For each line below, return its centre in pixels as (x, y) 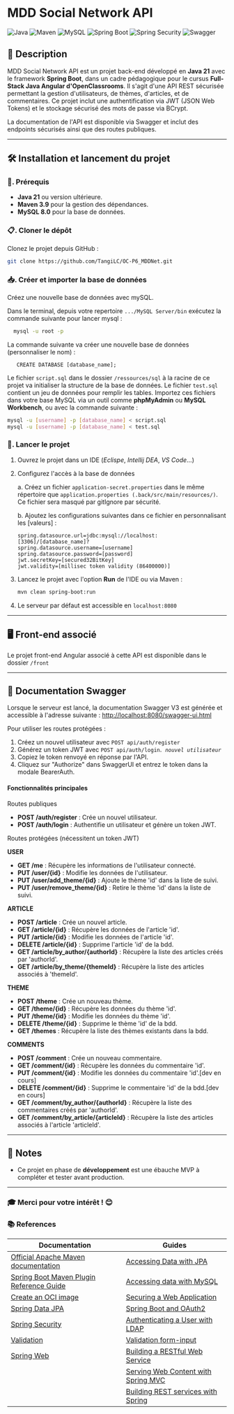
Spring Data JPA (38, 1308)
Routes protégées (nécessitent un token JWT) (73, 838)
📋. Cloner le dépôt (39, 231)
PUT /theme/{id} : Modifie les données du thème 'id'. (94, 1016)
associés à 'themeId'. (48, 974)
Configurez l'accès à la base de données (76, 473)
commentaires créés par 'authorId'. (68, 1110)
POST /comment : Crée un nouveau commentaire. (89, 1058)
